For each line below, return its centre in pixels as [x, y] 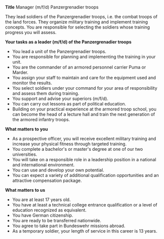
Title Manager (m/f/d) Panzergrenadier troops [52, 7]
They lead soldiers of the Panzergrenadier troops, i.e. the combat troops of [81, 17]
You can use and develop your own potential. [58, 170]
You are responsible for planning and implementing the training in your [84, 57]
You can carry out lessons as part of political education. [69, 104]
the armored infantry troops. [41, 119]
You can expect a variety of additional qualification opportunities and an [85, 175]
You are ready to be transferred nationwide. [57, 221]
